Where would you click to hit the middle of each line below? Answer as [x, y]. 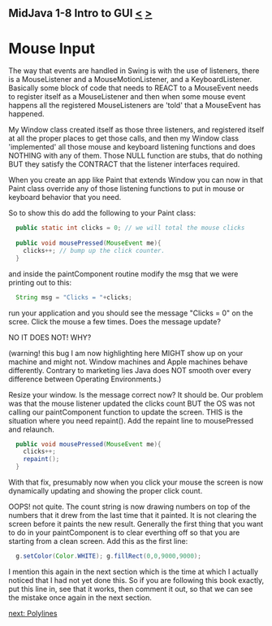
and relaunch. [31, 429]
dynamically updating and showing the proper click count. [106, 491]
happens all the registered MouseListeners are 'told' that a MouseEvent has [135, 106]
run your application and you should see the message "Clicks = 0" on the [131, 313]
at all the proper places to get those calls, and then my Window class [124, 138]
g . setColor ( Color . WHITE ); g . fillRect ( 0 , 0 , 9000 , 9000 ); [108, 556]
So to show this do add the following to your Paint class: [102, 213]
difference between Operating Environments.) [85, 379]
